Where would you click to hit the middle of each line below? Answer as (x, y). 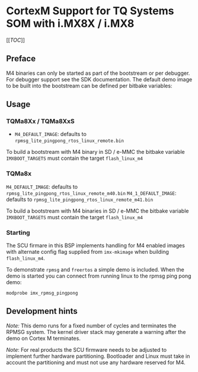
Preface (21, 59)
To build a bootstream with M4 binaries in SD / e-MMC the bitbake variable (98, 211)
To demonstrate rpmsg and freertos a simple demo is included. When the (95, 270)
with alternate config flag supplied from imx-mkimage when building (87, 252)
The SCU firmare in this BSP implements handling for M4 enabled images (95, 245)
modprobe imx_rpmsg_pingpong (42, 293)
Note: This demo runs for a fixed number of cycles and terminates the (91, 326)
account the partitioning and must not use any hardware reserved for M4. (96, 362)
